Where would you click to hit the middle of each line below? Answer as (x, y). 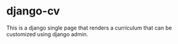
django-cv (33, 11)
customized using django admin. (47, 34)
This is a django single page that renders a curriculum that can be (89, 28)
